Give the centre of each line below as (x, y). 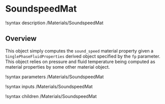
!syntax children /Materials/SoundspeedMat (51, 96)
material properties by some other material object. (58, 67)
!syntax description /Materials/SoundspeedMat (54, 23)
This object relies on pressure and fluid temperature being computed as (80, 62)
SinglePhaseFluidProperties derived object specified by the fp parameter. (83, 56)
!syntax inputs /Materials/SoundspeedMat (49, 86)
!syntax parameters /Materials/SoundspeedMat (55, 77)
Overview (21, 39)
